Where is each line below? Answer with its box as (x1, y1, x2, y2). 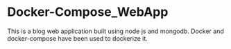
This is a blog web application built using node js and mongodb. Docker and (7, 27, 224, 35)
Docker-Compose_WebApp (7, 4, 169, 20)
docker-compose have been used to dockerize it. (7, 34, 148, 42)
